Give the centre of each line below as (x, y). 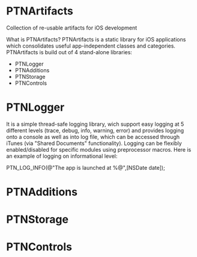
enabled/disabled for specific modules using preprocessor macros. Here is (99, 149)
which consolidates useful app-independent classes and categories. (91, 46)
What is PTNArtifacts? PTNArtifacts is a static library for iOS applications (96, 39)
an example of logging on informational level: (62, 156)
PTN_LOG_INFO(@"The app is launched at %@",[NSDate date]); (86, 167)
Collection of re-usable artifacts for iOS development (72, 28)
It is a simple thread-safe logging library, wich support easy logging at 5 (95, 124)
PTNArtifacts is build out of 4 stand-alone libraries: (69, 52)
